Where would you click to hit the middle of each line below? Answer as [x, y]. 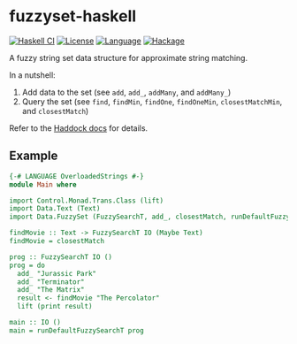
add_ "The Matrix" [51, 290]
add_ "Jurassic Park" [57, 273]
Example [34, 156]
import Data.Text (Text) [55, 209]
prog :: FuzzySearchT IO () [61, 257]
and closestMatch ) [55, 111]
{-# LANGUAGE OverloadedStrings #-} [76, 176]
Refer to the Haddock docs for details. [79, 128]
